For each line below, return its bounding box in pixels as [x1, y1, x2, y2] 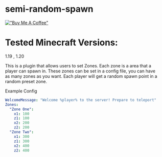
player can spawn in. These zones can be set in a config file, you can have [5, 68, 156, 74]
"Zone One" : [9, 107, 34, 112]
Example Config [5, 88, 38, 94]
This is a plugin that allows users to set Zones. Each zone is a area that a [5, 63, 152, 68]
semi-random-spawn [5, 3, 93, 15]
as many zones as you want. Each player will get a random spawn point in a [5, 73, 158, 79]
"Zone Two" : [9, 129, 34, 134]
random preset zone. [5, 78, 47, 84]
